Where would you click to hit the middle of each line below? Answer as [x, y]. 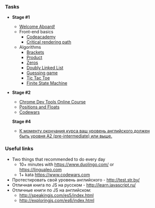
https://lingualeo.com [40, 169]
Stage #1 [21, 17]
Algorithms [30, 47]
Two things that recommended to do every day [58, 159]
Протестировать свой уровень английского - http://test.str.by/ [76, 179]
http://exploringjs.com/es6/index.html [57, 200]
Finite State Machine [47, 83]
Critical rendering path [49, 42]
